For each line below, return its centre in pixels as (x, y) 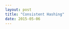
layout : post (18, 10)
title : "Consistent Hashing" (35, 14)
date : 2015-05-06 (23, 19)
